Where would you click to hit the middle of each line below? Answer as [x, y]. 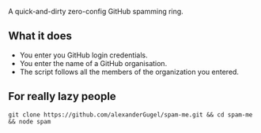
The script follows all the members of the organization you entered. [129, 72]
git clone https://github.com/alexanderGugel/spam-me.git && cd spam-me [130, 115]
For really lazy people [62, 96]
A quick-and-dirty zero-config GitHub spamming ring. [96, 11]
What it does [40, 36]
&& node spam [30, 121]
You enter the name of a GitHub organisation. [93, 63]
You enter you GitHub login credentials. [83, 55]
